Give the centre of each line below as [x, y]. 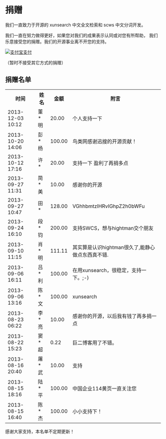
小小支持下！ [87, 411]
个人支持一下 [87, 118]
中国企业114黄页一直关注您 [104, 388]
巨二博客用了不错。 [95, 342]
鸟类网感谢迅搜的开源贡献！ [105, 141]
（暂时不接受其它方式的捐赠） [35, 62]
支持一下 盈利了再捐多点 [100, 163]
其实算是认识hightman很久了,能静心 [114, 247]
